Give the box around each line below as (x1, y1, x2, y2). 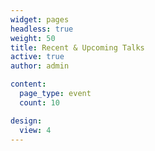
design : (10, 116, 43, 126)
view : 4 (19, 125, 52, 135)
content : (10, 79, 47, 90)
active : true (10, 52, 65, 62)
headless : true (10, 24, 74, 34)
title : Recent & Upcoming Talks (10, 42, 145, 53)
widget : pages (10, 14, 70, 25)
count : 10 (19, 97, 60, 108)
